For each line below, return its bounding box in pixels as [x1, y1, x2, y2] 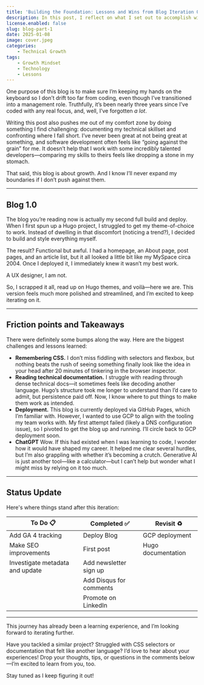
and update [9, 566, 42, 574]
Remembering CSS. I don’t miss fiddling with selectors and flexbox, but [15, 354, 195, 361]
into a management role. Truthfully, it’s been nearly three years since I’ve [6, 101, 188, 108]
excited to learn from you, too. [20, 660, 96, 667]
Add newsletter [83, 558, 127, 567]
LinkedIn [83, 601, 107, 609]
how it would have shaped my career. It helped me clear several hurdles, [15, 444, 197, 452]
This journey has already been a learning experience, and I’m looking [6, 622, 179, 630]
